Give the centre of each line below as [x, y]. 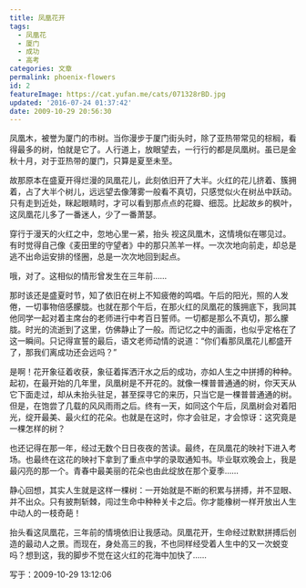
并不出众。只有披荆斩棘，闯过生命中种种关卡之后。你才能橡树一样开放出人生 [153, 501]
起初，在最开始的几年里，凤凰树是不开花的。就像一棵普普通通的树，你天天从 [153, 383]
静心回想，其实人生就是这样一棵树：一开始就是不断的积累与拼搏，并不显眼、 [153, 490]
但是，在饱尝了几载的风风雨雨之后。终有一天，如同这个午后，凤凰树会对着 [149, 406]
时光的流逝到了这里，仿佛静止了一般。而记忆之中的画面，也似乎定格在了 [161, 330]
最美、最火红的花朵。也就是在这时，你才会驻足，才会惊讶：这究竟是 [168, 418]
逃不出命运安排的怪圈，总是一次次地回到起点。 [97, 257]
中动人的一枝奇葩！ [46, 513]
